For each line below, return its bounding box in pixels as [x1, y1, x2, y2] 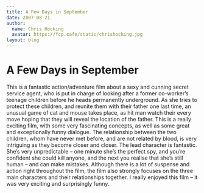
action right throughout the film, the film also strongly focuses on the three [6, 167, 194, 174]
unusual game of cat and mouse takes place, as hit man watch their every [6, 109, 192, 116]
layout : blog [6, 37, 40, 43]
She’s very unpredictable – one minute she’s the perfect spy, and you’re [6, 147, 186, 155]
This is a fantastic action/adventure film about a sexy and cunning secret [6, 83, 189, 90]
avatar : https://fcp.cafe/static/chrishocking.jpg [12, 32, 143, 38]
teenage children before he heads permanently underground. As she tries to [6, 96, 198, 103]
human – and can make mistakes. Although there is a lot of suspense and [6, 160, 190, 168]
